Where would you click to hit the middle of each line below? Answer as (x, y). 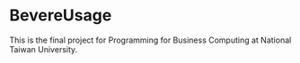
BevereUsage (61, 16)
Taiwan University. (44, 49)
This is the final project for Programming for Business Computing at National (150, 40)
